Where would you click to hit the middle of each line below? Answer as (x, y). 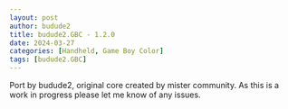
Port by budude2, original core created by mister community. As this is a (144, 85)
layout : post (34, 18)
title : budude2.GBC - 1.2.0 (62, 34)
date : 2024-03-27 (42, 43)
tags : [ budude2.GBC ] (48, 59)
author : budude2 (40, 26)
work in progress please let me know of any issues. (105, 95)
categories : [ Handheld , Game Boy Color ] (87, 51)
